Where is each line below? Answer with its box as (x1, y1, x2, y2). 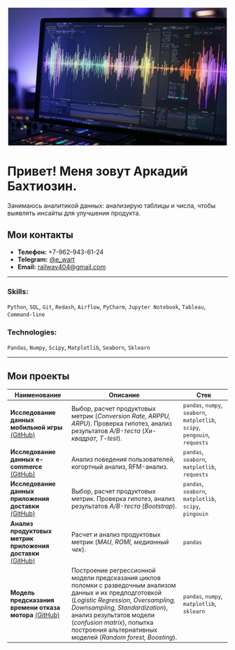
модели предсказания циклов (71, 573, 161, 581)
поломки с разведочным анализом (71, 581, 176, 589)
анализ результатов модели (71, 610, 155, 619)
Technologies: (7, 327, 57, 337)
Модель (10, 588, 35, 597)
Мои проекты (7, 370, 70, 382)
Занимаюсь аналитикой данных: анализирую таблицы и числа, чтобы (7, 201, 216, 210)
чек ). (71, 545, 86, 553)
